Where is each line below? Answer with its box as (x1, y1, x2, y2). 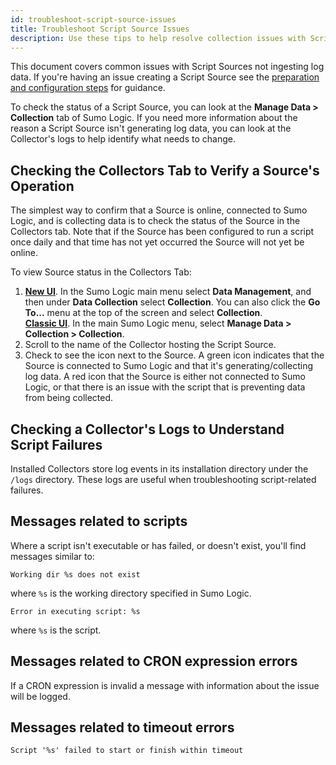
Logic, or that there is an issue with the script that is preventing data (24, 381, 306, 393)
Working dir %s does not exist (10, 569, 141, 580)
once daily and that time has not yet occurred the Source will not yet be (10, 236, 305, 248)
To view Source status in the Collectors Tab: (10, 266, 192, 278)
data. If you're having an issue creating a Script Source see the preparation (10, 71, 320, 83)
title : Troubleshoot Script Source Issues (10, 24, 190, 34)
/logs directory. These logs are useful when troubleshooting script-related (10, 474, 317, 485)
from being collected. (24, 392, 114, 404)
